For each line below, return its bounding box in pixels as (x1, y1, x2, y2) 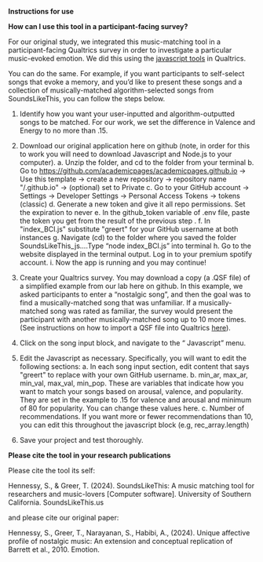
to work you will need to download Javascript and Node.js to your (19, 149, 232, 159)
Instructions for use (8, 7, 75, 16)
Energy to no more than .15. (19, 126, 108, 135)
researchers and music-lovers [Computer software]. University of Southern (8, 490, 251, 498)
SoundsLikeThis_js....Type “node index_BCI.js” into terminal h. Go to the (19, 241, 252, 250)
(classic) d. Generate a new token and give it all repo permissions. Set (19, 199, 246, 209)
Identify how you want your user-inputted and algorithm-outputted (19, 109, 236, 119)
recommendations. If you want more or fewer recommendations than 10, (19, 412, 254, 421)
